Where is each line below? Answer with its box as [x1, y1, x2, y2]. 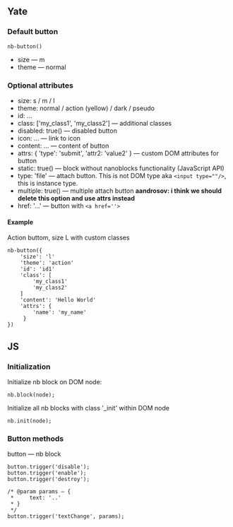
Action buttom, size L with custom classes [7, 233, 130, 242]
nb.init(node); [7, 417, 52, 425]
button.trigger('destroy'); [7, 476, 90, 483]
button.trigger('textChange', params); [7, 513, 125, 520]
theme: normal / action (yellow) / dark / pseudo [17, 104, 155, 112]
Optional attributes [7, 81, 74, 90]
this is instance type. [17, 179, 78, 187]
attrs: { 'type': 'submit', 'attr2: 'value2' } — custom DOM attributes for [17, 148, 220, 158]
